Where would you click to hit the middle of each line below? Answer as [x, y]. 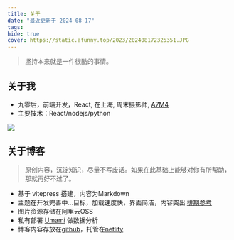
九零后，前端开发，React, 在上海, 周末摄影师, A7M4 [93, 104]
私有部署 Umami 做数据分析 [58, 220]
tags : [15, 27]
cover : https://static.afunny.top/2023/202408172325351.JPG [99, 40]
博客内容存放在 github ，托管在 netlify [70, 229]
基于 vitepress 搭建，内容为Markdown [73, 193]
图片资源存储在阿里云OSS [55, 211]
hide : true [23, 34]
